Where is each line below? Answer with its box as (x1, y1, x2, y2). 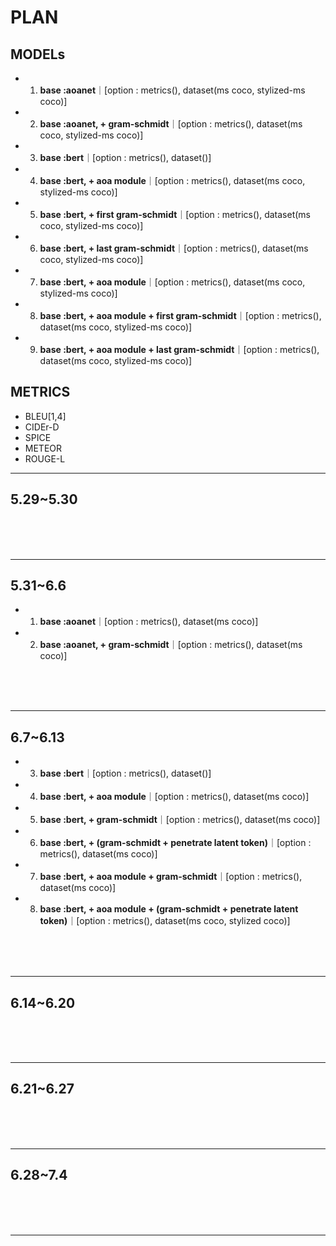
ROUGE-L (24, 452, 66, 465)
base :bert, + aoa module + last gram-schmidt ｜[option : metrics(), (39, 344, 320, 355)
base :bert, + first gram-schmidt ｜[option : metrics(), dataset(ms (39, 209, 311, 220)
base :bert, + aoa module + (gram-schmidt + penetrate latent (39, 903, 299, 915)
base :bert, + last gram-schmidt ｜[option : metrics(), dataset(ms (39, 242, 309, 254)
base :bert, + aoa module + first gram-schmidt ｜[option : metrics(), (39, 310, 322, 321)
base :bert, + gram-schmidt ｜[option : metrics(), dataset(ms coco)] (39, 814, 321, 826)
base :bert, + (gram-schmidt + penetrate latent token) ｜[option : (39, 837, 312, 849)
